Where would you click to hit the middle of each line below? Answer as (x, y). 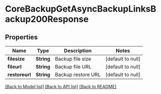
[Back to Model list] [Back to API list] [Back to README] (61, 86)
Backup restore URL (78, 75)
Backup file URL (73, 67)
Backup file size (73, 59)
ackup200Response (47, 19)
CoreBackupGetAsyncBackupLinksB (81, 9)
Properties (21, 37)
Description (78, 51)
